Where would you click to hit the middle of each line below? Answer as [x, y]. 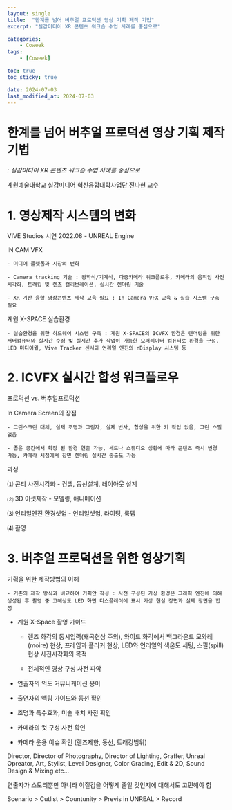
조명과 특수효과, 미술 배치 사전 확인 [64, 713]
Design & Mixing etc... [38, 771]
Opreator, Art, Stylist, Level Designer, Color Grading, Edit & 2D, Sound [106, 764]
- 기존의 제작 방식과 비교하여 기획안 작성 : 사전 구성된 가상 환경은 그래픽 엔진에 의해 [115, 594]
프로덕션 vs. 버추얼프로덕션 [44, 398]
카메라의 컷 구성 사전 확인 [51, 728]
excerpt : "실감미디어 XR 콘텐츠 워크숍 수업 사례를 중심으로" [84, 26]
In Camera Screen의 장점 [42, 413]
